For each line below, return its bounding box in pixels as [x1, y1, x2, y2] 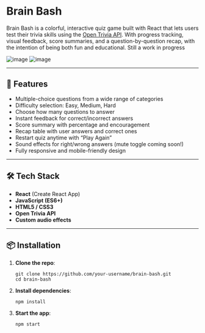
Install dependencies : [15, 287, 71, 295]
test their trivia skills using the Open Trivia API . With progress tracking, [6, 30, 184, 38]
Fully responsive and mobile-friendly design [15, 147, 126, 154]
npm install [15, 299, 46, 305]
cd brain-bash [15, 276, 51, 282]
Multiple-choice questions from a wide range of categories [15, 95, 164, 102]
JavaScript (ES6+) [15, 197, 63, 204]
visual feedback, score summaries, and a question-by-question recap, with [6, 37, 195, 44]
